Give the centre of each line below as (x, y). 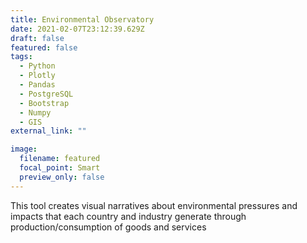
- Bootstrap (44, 103)
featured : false (44, 47)
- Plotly (37, 76)
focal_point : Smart (60, 168)
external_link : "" (48, 131)
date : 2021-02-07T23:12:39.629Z (77, 29)
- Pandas (37, 85)
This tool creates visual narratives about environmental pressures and (154, 205)
